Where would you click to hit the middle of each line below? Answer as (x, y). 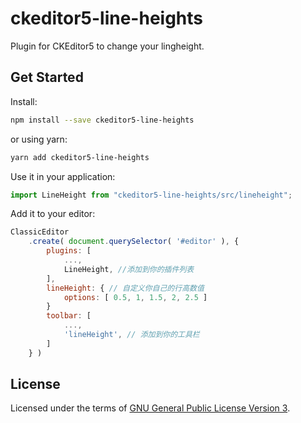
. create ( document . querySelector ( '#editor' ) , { (134, 242)
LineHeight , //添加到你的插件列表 (129, 269)
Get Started (47, 77)
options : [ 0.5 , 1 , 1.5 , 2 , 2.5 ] (135, 297)
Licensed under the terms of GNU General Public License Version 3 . (150, 408)
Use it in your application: (63, 176)
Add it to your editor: (53, 214)
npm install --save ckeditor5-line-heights (102, 120)
